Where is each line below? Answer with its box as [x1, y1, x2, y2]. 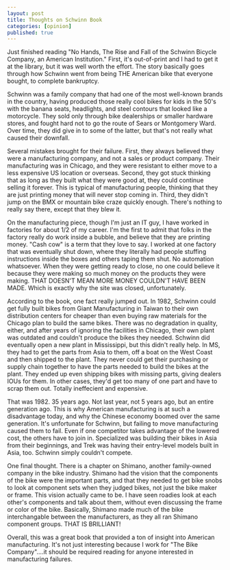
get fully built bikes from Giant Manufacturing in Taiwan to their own [7, 305, 199, 313]
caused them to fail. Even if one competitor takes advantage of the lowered [7, 427, 220, 435]
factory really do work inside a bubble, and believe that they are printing [7, 233, 210, 242]
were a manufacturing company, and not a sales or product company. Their [7, 155, 220, 163]
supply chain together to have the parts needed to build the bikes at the [7, 363, 209, 371]
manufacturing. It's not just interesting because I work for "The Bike [7, 541, 199, 549]
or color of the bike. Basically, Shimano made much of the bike [7, 506, 183, 514]
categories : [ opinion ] [7, 23, 72, 29]
